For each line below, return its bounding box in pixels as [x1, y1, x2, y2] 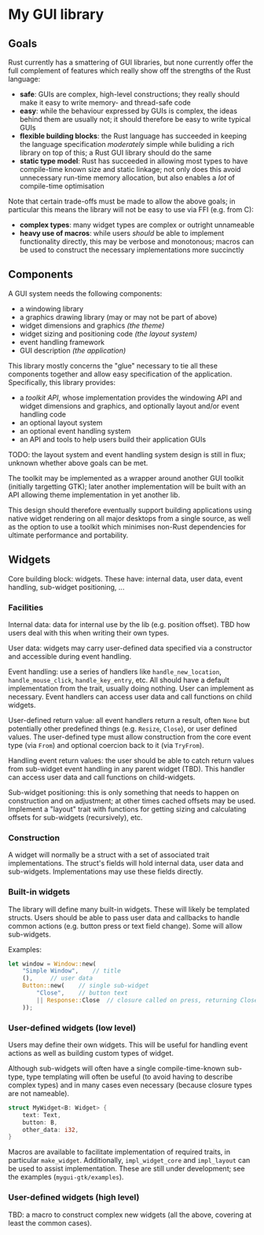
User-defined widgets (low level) [8, 1022, 137, 1033]
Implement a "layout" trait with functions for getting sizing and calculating [8, 804, 247, 814]
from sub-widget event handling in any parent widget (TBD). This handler [8, 764, 246, 773]
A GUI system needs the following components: [8, 288, 163, 298]
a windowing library [19, 304, 84, 313]
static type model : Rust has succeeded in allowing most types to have [19, 156, 248, 166]
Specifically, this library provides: [8, 377, 116, 387]
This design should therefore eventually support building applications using [8, 505, 252, 515]
